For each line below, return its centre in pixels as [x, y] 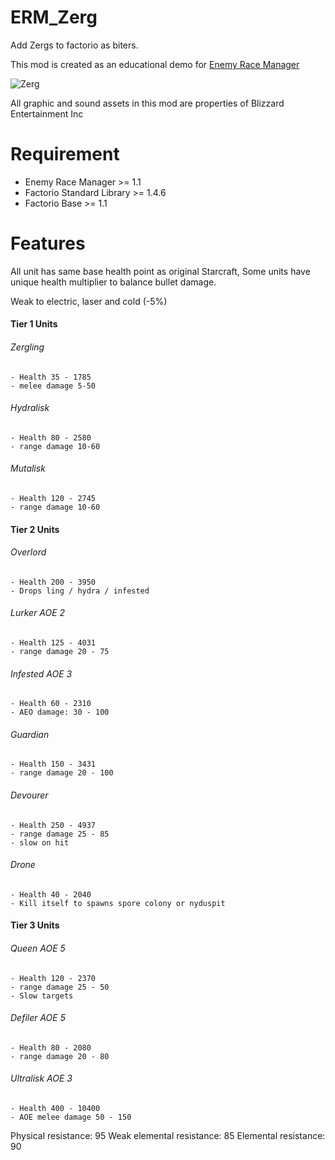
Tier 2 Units [35, 529]
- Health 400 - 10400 [55, 1109]
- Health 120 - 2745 [53, 499]
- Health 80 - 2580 [51, 437]
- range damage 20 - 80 [60, 1056]
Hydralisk [30, 408]
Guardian [30, 734]
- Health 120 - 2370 [53, 978]
